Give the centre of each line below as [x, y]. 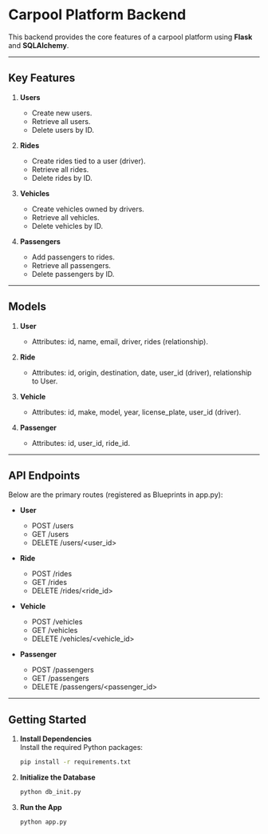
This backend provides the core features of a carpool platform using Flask [130, 37]
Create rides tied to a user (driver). [89, 161]
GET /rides [49, 583]
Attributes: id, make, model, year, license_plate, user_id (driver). [136, 412]
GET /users [50, 535]
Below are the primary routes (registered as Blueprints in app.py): [116, 495]
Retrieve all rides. [60, 169]
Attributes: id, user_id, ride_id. [81, 443]
